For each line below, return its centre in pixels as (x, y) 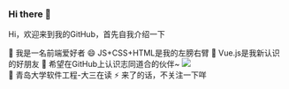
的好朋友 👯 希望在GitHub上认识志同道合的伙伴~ (94, 64)
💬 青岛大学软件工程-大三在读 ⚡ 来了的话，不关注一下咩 (107, 75)
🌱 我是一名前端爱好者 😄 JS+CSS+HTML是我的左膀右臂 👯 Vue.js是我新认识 (144, 53)
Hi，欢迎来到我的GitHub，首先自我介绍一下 (87, 34)
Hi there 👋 (30, 14)
